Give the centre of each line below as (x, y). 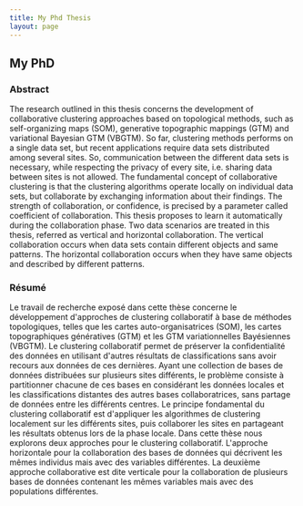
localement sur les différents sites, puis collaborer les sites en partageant (146, 424)
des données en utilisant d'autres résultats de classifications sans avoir (143, 356)
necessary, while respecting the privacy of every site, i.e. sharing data (141, 167)
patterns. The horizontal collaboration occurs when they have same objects (151, 254)
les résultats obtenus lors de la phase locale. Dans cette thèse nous (136, 433)
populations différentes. (54, 491)
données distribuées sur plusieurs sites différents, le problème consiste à (147, 376)
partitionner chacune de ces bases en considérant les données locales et (147, 385)
